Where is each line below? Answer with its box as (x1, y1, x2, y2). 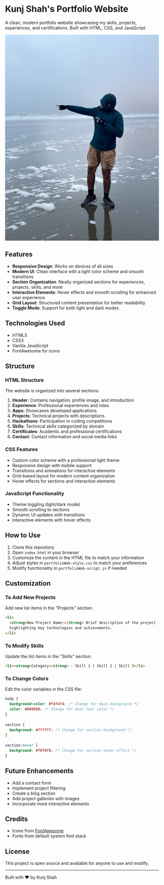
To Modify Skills (5, 642, 44, 649)
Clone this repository (12, 544, 55, 550)
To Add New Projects (5, 594, 56, 601)
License (5, 847, 30, 856)
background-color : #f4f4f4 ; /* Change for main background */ (9, 702, 139, 707)
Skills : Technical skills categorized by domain (12, 423, 104, 430)
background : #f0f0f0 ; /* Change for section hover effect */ (9, 748, 137, 753)
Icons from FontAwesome (12, 828, 64, 834)
